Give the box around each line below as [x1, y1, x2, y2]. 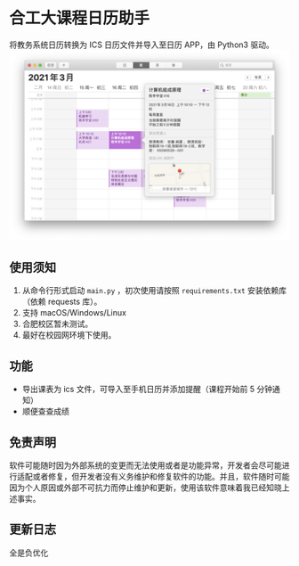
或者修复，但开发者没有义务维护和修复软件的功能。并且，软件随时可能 [32, 471, 290, 481]
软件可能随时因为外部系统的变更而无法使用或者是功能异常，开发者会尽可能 [9, 460, 282, 471]
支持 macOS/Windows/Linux [21, 308, 127, 318]
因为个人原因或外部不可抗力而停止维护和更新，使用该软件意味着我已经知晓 [9, 482, 282, 493]
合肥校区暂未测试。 [21, 318, 93, 330]
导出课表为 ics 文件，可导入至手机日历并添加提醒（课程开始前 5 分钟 [21, 384, 273, 395]
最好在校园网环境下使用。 [21, 330, 117, 340]
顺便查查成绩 [21, 406, 69, 417]
